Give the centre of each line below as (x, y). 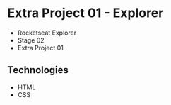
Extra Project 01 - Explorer (85, 13)
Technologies (38, 70)
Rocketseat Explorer (47, 33)
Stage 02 (31, 40)
